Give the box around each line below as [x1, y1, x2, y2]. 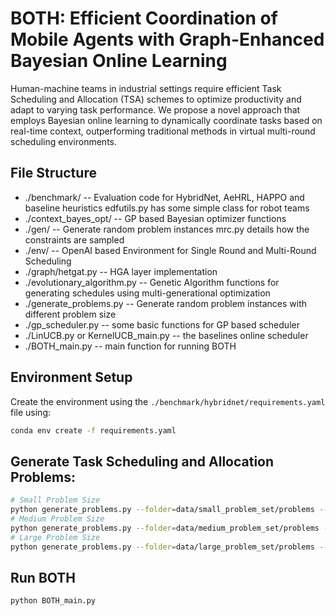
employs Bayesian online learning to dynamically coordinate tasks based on [10, 114, 323, 126]
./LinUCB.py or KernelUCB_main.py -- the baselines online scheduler [24, 329, 309, 341]
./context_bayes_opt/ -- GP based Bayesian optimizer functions [24, 212, 287, 224]
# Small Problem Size [10, 495, 101, 506]
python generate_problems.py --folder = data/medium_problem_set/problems [10, 523, 320, 533]
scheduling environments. [10, 135, 118, 147]
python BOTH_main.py [10, 596, 97, 606]
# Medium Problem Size [10, 514, 105, 524]
